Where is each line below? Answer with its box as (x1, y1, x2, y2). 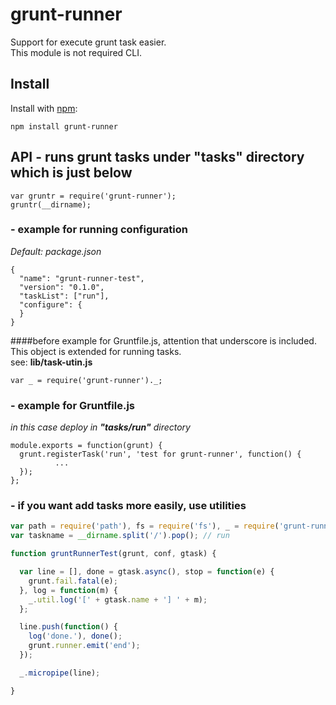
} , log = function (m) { (19, 585, 118, 595)
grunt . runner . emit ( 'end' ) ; (28, 641, 141, 651)
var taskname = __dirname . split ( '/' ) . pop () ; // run (10, 531, 230, 541)
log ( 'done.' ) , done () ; (28, 631, 123, 642)
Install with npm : (10, 102, 78, 114)
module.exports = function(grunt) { (10, 441, 163, 451)
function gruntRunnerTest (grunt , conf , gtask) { (10, 549, 217, 559)
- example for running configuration (10, 223, 188, 237)
